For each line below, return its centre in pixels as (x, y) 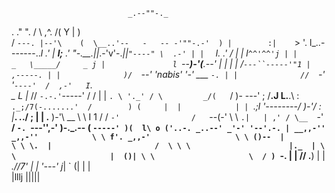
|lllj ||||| (26, 177)
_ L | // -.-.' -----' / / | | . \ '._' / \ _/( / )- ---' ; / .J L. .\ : (155, 95)
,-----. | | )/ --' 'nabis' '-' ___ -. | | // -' (168, 74)
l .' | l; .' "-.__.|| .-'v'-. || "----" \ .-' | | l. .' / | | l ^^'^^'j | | (169, 53)
